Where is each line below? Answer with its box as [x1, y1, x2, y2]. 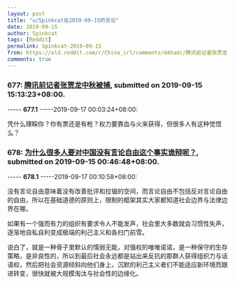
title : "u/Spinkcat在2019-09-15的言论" [7, 17, 120, 24]
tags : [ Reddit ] [7, 36, 52, 43]
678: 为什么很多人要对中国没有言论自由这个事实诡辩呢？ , [7, 148, 199, 157]
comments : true [7, 56, 52, 63]
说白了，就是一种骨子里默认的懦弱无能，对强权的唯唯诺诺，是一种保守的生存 [7, 243, 228, 252]
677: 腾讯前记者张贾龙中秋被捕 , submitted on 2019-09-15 [7, 80, 203, 90]
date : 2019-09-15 [7, 23, 58, 30]
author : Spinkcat [7, 29, 58, 37]
